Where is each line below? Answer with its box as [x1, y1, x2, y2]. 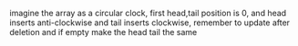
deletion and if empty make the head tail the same [9, 27, 198, 37]
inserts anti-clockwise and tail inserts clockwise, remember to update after [9, 17, 290, 28]
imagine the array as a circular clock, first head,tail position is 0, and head [9, 8, 287, 18]
